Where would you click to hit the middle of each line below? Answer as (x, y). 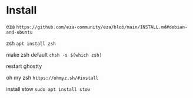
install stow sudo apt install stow (48, 89)
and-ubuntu (19, 32)
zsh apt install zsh (31, 43)
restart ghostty (24, 66)
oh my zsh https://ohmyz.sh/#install (52, 77)
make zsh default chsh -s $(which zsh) (54, 54)
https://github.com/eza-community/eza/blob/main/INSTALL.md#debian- (102, 27)
